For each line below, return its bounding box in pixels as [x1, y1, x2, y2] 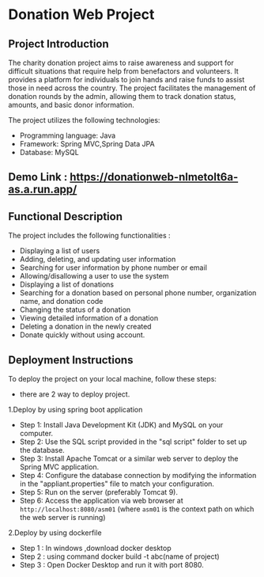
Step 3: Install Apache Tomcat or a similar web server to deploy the [19, 454, 239, 464]
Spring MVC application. [19, 462, 100, 472]
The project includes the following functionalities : [8, 231, 172, 241]
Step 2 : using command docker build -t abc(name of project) [19, 552, 220, 561]
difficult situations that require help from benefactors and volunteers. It [8, 66, 239, 76]
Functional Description [8, 210, 123, 223]
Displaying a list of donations [19, 279, 115, 290]
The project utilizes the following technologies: [8, 116, 160, 124]
